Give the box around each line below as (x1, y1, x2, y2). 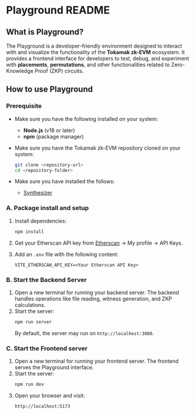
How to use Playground (6, 85, 93, 95)
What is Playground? (6, 27, 84, 37)
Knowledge (6, 68, 34, 74)
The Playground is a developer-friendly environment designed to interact (6, 42, 182, 49)
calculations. (14, 301, 46, 308)
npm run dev (14, 382, 44, 387)
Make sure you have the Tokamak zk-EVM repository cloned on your (14, 144, 181, 151)
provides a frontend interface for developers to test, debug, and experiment (6, 55, 189, 62)
